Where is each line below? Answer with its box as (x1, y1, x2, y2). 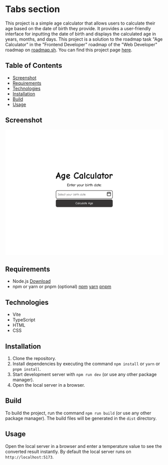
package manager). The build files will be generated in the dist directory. (5, 415, 157, 421)
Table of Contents (5, 61, 63, 70)
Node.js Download (12, 278, 51, 284)
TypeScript (12, 317, 36, 323)
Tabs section (5, 4, 60, 15)
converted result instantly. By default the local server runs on (5, 448, 131, 454)
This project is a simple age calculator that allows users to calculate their (5, 20, 155, 26)
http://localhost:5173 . (5, 453, 54, 460)
